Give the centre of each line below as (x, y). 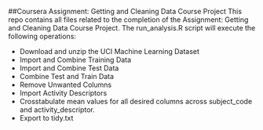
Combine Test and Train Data (67, 76)
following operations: (42, 36)
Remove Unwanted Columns (66, 85)
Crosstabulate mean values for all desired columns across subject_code (136, 101)
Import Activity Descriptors (63, 93)
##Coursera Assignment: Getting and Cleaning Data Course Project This (125, 11)
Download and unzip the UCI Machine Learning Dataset (110, 51)
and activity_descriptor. (57, 110)
